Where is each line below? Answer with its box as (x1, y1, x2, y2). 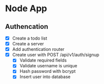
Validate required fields (19, 57, 67, 63)
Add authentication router (12, 46, 65, 52)
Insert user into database (19, 74, 70, 80)
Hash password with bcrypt (19, 68, 76, 74)
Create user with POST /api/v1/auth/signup (12, 52, 100, 58)
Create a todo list (12, 35, 48, 41)
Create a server (12, 41, 44, 47)
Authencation (5, 22, 48, 31)
